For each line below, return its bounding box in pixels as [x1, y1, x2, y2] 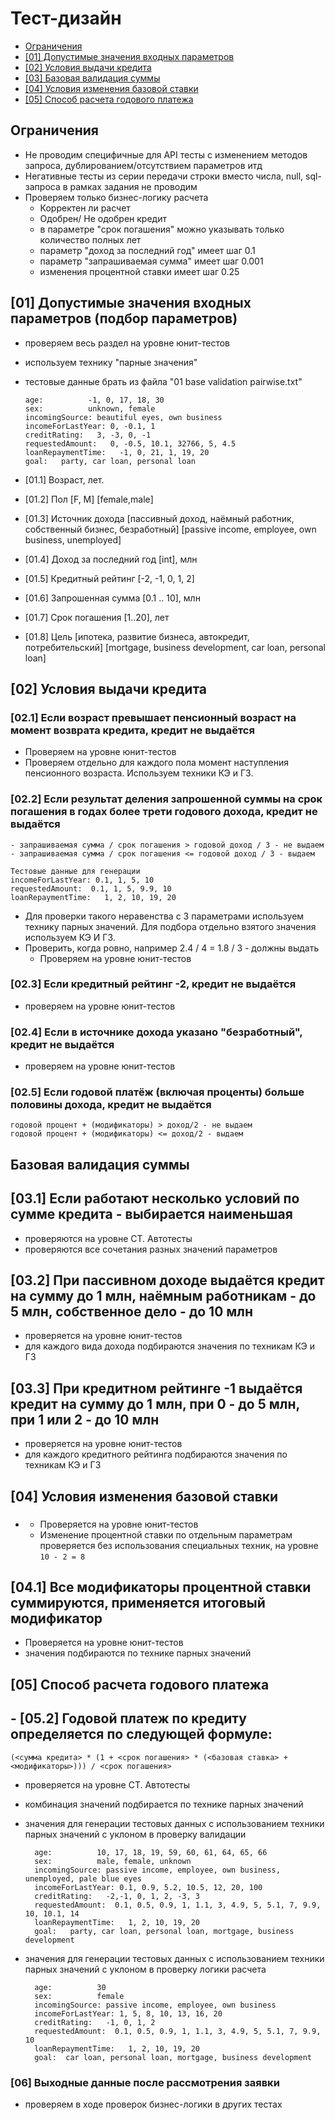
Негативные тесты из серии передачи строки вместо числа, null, [24, 170, 304, 182]
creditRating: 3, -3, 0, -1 [24, 430, 152, 440]
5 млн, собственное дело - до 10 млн [10, 1303, 254, 1321]
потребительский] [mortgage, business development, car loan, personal [24, 641, 327, 653]
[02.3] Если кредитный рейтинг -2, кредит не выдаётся [10, 977, 297, 991]
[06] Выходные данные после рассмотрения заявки [10, 2075, 280, 2089]
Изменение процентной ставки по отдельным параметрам [39, 1528, 293, 1541]
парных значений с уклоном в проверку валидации [24, 1828, 247, 1840]
